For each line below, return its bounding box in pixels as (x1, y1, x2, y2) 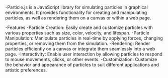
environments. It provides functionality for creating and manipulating (5, 9, 147, 15)
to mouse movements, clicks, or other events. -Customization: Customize (5, 56, 157, 62)
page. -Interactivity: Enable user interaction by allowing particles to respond (5, 51, 162, 57)
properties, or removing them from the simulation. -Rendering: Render (5, 40, 150, 46)
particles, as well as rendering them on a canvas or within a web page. (5, 15, 151, 20)
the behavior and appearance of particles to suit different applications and (5, 62, 159, 67)
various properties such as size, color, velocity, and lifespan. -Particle (5, 30, 150, 35)
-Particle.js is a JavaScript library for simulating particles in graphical (5, 4, 148, 10)
